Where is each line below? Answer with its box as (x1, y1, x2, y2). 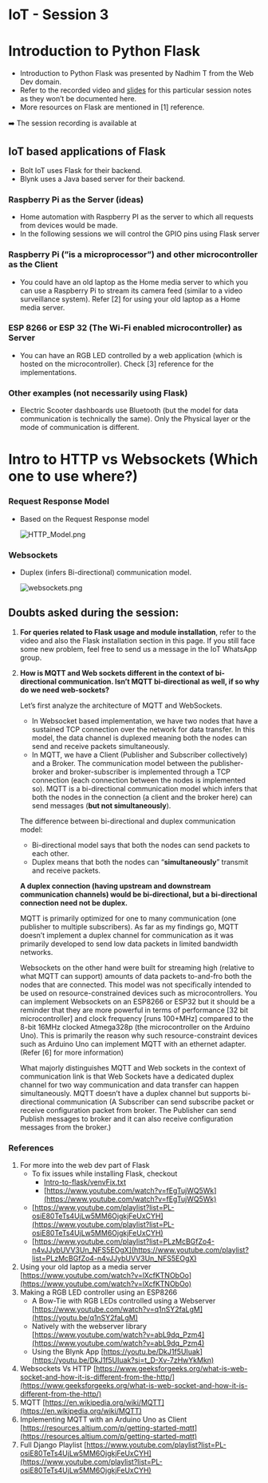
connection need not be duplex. (19, 897, 128, 907)
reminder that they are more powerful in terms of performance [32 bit (19, 1005, 249, 1015)
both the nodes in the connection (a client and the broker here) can (31, 792, 253, 802)
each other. (31, 848, 69, 858)
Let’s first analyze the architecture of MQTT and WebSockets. (19, 700, 223, 710)
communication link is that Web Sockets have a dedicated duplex (19, 1071, 234, 1081)
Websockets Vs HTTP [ (19, 1364, 97, 1374)
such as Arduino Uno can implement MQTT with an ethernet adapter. (19, 1039, 246, 1048)
